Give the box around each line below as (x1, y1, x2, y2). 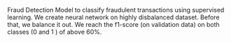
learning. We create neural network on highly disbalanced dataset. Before (7, 13, 220, 21)
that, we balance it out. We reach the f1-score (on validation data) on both (7, 21, 220, 28)
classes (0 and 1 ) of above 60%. (7, 28, 102, 36)
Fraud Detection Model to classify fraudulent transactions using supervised (7, 6, 225, 14)
